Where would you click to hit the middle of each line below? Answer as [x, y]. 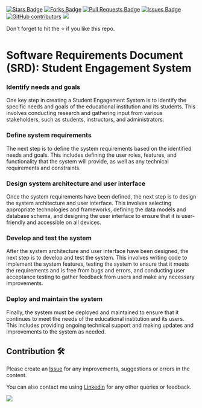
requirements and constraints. [44, 168]
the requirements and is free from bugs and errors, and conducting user [96, 271]
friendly [16, 222]
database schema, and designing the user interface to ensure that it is [93, 216]
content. [17, 375]
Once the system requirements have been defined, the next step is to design [101, 197]
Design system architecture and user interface [76, 183]
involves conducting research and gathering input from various [84, 113]
